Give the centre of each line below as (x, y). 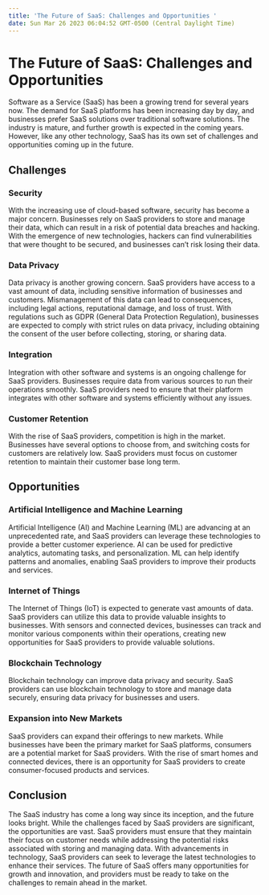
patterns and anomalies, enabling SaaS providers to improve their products (132, 561)
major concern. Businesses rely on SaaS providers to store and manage (127, 219)
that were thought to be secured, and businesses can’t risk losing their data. (134, 245)
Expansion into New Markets (65, 718)
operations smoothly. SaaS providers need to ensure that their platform (126, 389)
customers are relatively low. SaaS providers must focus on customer (123, 454)
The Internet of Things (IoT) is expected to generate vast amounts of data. (131, 608)
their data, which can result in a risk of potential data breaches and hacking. (134, 228)
